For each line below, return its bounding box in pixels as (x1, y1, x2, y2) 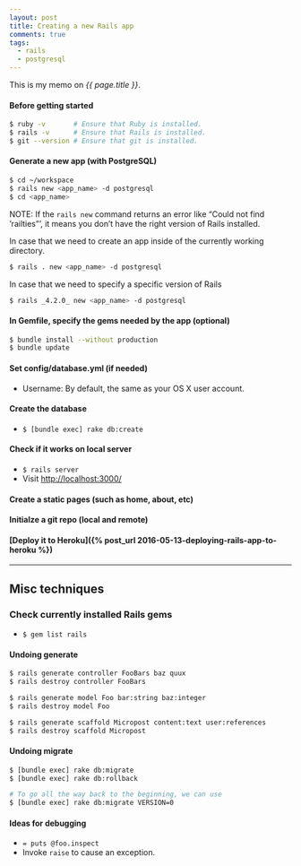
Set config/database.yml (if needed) (9, 362, 148, 373)
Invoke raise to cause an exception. (21, 847, 156, 858)
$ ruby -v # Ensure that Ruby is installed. (9, 120, 202, 129)
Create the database (9, 403, 88, 414)
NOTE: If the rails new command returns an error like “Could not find (9, 208, 265, 220)
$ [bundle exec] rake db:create (21, 425, 143, 434)
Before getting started (9, 100, 94, 110)
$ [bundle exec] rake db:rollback (9, 774, 139, 783)
